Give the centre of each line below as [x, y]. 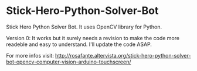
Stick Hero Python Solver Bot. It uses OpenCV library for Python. [84, 27]
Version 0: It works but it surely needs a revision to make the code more [93, 38]
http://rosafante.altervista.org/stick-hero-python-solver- [123, 55]
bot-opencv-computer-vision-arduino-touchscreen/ [69, 62]
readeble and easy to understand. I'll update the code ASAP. [79, 44]
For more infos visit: [30, 55]
